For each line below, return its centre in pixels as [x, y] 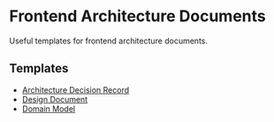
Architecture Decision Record [76, 89]
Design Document [55, 99]
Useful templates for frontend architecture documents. [109, 41]
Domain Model [49, 109]
